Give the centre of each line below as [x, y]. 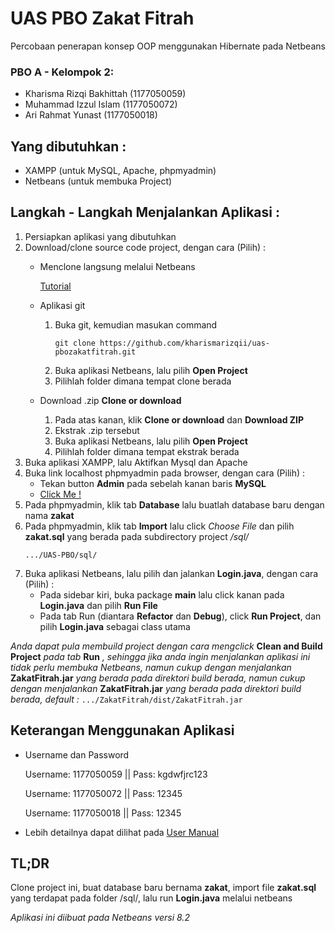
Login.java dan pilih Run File [98, 605]
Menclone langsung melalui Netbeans [117, 266]
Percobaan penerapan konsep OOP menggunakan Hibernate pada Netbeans [168, 46]
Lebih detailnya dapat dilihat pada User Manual [122, 832]
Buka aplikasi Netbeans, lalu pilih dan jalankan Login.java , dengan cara [171, 573]
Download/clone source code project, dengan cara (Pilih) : [145, 247]
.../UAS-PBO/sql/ [61, 555]
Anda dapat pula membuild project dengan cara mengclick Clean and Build [166, 646]
